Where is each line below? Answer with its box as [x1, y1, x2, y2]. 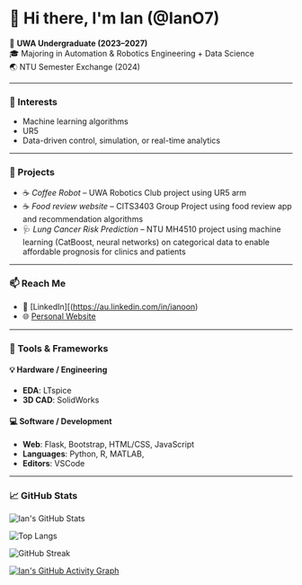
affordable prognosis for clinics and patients [22, 246, 186, 257]
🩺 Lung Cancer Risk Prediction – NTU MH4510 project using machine [22, 224, 281, 235]
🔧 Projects [9, 166, 56, 179]
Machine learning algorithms [22, 116, 129, 127]
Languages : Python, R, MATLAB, [22, 448, 145, 459]
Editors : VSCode [22, 458, 85, 469]
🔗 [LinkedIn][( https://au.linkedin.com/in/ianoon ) [22, 301, 199, 312]
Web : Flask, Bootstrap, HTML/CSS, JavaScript [22, 439, 195, 450]
